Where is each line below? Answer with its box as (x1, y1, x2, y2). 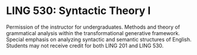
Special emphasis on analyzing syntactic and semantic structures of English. (6, 36, 192, 43)
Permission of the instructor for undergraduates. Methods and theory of (6, 23, 181, 30)
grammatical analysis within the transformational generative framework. (6, 29, 181, 36)
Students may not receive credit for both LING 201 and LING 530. (6, 42, 164, 49)
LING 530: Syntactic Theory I (6, 4, 151, 18)
